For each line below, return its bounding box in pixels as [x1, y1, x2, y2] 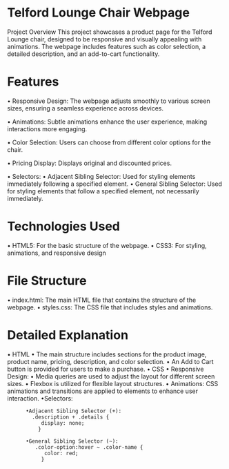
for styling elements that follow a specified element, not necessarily [7, 186, 200, 195]
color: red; [43, 450, 79, 457]
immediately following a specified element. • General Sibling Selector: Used [7, 180, 223, 188]
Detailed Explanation [7, 327, 129, 343]
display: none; [41, 419, 85, 426]
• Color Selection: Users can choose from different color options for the [7, 138, 212, 146]
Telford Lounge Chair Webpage [7, 5, 190, 21]
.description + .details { [32, 413, 110, 421]
